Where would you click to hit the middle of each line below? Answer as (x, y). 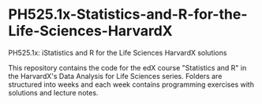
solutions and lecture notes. (53, 92)
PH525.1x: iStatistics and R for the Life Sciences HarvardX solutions (118, 52)
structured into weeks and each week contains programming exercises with (131, 84)
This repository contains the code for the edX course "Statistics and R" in (127, 67)
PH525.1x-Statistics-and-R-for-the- (128, 14)
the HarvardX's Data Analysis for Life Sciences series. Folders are (115, 76)
